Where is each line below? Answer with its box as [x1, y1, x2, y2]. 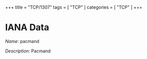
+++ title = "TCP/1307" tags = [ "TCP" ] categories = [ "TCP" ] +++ [5, 4, 143, 10]
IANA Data [5, 22, 49, 33]
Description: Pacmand [5, 47, 51, 54]
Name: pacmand [5, 38, 39, 44]
